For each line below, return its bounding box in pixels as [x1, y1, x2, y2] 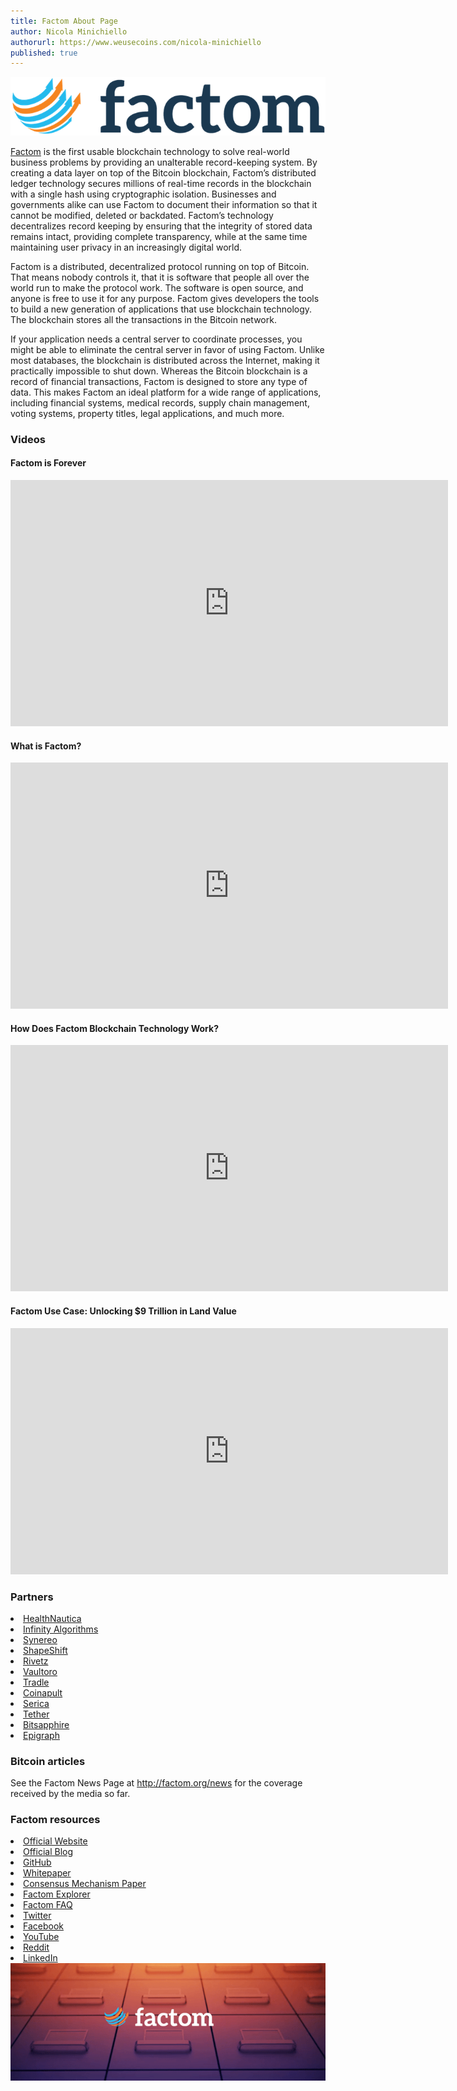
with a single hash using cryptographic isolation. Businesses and [10, 188, 277, 200]
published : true [10, 48, 78, 58]
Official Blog [23, 1846, 74, 1858]
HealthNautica [23, 1612, 82, 1624]
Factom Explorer [23, 1888, 91, 1900]
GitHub [23, 1856, 52, 1869]
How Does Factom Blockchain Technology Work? [10, 1022, 219, 1034]
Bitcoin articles [10, 1754, 86, 1768]
